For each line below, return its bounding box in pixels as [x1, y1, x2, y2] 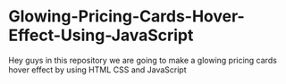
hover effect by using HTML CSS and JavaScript [8, 64, 187, 75]
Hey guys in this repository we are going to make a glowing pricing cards [8, 55, 278, 65]
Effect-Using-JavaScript [8, 25, 194, 46]
